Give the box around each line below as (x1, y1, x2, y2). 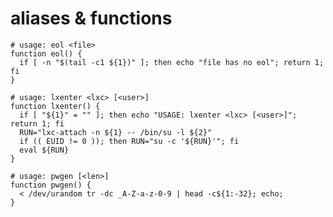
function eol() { (10, 48, 83, 59)
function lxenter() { (10, 101, 101, 111)
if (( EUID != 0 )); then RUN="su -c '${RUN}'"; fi (19, 136, 240, 146)
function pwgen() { (10, 180, 92, 190)
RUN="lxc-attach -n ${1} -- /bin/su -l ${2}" (19, 127, 213, 137)
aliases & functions (10, 7, 173, 30)
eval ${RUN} (19, 145, 70, 155)
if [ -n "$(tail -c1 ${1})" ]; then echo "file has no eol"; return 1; (19, 57, 325, 67)
